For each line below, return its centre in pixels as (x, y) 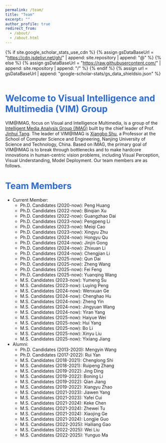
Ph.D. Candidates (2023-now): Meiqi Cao (62, 226)
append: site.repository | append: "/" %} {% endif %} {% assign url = (76, 68)
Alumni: (20, 344)
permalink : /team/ (24, 10)
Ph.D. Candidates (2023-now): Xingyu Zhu (64, 232)
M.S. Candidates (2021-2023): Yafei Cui (61, 397)
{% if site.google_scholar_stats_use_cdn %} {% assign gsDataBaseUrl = (79, 52)
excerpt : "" (18, 19)
